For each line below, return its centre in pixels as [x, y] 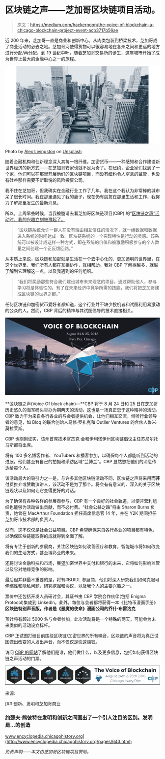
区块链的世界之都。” [41, 294]
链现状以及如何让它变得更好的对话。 [42, 490]
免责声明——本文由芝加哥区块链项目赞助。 [48, 752]
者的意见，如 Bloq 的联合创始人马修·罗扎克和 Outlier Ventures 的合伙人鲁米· [81, 422]
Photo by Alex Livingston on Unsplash [43, 151]
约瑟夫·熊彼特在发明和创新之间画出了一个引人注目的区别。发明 [79, 718]
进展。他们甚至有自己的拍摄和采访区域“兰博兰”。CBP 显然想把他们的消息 [79, 461]
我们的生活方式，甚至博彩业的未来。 [42, 552]
